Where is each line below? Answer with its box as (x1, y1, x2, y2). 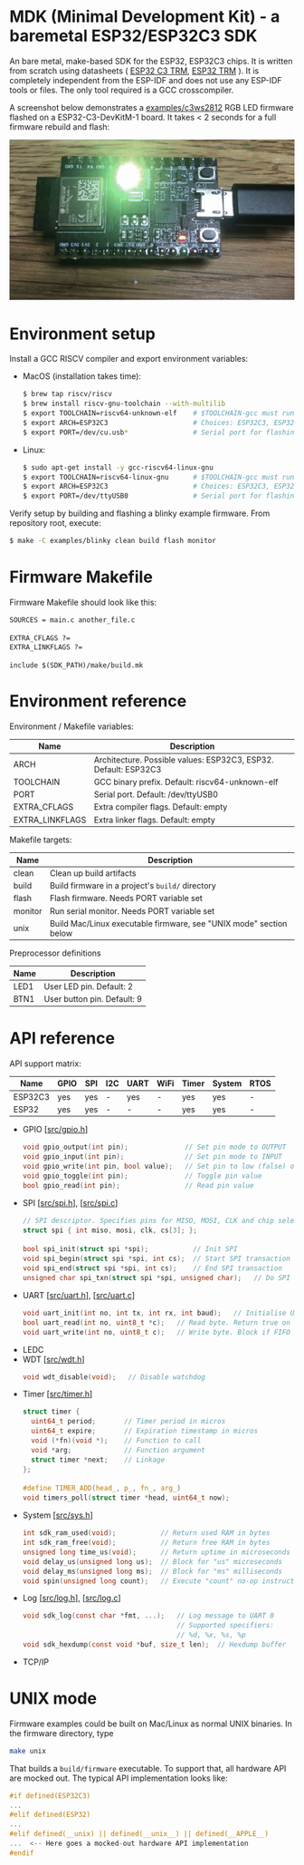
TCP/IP (22, 1656, 50, 1667)
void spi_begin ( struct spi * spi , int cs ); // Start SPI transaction (22, 1254, 291, 1264)
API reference (9, 1028, 116, 1049)
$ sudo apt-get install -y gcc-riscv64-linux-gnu (22, 462, 214, 472)
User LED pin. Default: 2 (43, 981, 134, 992)
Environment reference (9, 691, 187, 712)
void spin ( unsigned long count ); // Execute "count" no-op (22, 1576, 259, 1586)
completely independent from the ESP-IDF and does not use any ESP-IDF (9, 74, 282, 85)
